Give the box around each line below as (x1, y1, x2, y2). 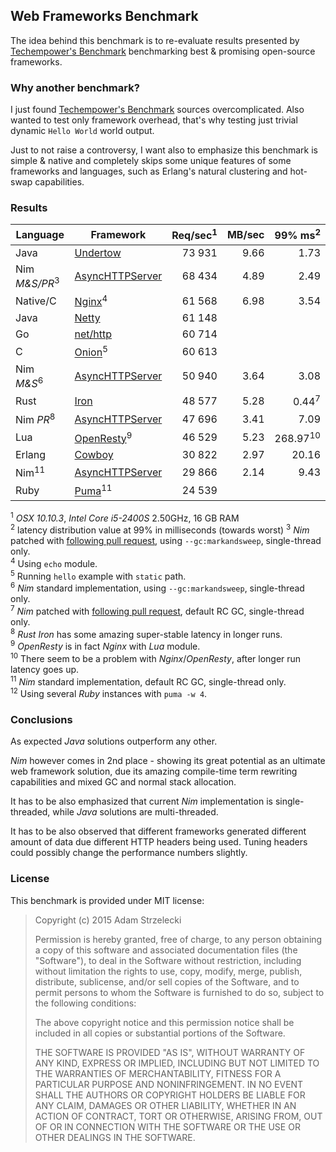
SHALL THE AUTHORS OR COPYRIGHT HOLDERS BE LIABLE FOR (34, 1089, 306, 1101)
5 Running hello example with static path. (10, 568, 187, 582)
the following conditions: (34, 997, 137, 1009)
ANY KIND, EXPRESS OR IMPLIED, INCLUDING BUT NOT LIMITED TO (34, 1057, 320, 1069)
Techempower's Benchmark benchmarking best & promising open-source (10, 45, 316, 57)
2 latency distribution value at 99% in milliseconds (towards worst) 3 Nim (10, 522, 310, 536)
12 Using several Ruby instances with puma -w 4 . (10, 686, 208, 699)
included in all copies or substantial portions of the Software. (34, 1027, 286, 1039)
